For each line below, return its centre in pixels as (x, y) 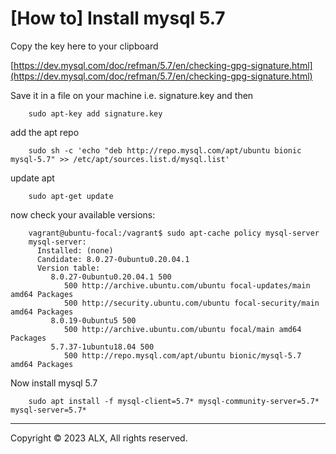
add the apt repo (45, 132)
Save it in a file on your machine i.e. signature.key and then (132, 95)
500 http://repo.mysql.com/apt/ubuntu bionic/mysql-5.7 (182, 355)
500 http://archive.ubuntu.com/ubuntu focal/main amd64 (182, 329)
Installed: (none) (75, 250)
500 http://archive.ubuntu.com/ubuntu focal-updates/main (187, 285)
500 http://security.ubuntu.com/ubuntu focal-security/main (191, 303)
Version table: (68, 268)
